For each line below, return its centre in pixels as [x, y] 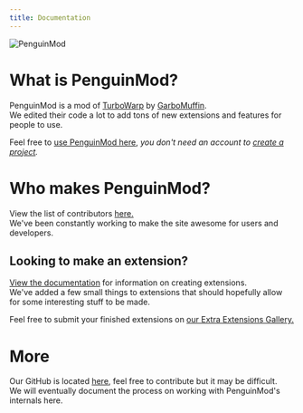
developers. [32, 233]
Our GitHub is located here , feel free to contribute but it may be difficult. [143, 381]
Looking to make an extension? [99, 260]
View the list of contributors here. [71, 213]
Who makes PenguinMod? [110, 188]
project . [24, 151]
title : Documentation [50, 18]
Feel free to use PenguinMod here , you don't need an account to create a [147, 142]
